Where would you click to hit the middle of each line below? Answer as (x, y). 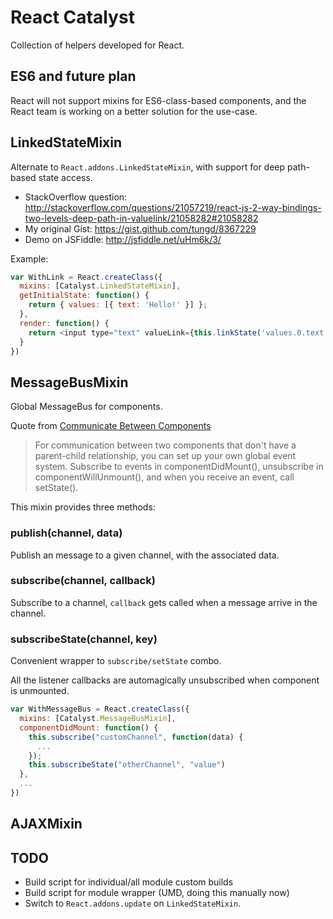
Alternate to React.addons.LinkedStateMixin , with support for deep (148, 167)
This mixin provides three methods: (83, 507)
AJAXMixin (46, 824)
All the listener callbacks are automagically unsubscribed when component (165, 680)
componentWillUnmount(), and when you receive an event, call (164, 477)
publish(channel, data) (66, 533)
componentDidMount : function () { (89, 727)
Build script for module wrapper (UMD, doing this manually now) (157, 893)
